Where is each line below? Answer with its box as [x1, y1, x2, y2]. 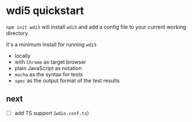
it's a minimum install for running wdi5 [6, 41, 97, 48]
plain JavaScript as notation [14, 64, 82, 71]
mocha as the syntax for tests [14, 71, 83, 78]
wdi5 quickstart [6, 4, 84, 18]
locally [14, 52, 31, 59]
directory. [6, 29, 29, 36]
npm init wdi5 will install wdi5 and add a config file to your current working [6, 23, 186, 30]
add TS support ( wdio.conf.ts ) [14, 109, 90, 116]
